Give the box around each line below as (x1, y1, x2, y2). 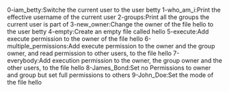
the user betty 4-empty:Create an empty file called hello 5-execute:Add (7, 27, 209, 35)
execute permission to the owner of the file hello (7, 35, 144, 43)
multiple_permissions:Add (7, 42, 81, 50)
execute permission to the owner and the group (81, 42, 215, 50)
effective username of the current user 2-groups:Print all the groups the (7, 13, 210, 21)
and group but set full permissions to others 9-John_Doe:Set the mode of (7, 71, 214, 79)
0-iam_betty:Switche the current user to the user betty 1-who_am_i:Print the (7, 6, 221, 14)
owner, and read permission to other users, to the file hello (7, 49, 172, 57)
